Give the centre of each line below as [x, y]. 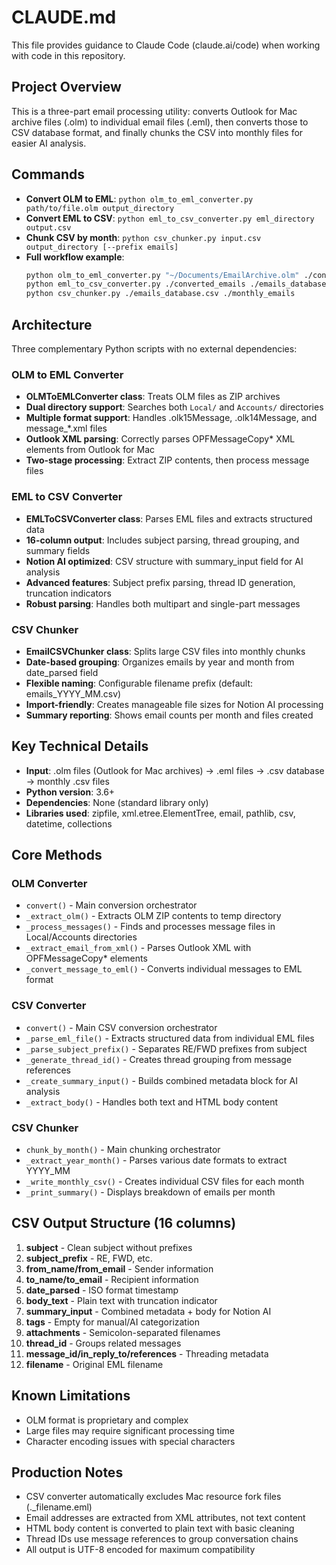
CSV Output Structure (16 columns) [124, 1223]
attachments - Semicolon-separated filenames [123, 1332]
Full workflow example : [75, 257]
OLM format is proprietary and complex [107, 1420]
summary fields [58, 550]
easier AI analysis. [49, 143]
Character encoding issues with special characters [130, 1441]
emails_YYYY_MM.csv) [73, 693]
